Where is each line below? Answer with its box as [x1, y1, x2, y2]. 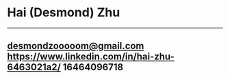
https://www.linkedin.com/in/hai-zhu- [7, 51, 175, 63]
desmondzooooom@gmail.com [7, 40, 144, 52]
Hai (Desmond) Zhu [7, 5, 120, 20]
